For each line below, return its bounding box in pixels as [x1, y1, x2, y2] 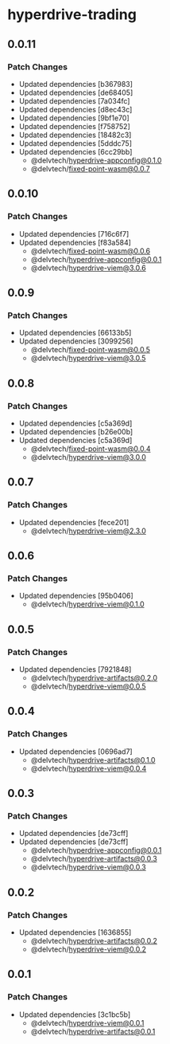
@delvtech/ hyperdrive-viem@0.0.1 [30, 1018, 145, 1027]
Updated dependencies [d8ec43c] [18, 104, 133, 114]
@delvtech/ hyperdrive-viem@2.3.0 [30, 526, 146, 536]
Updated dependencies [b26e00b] [18, 426, 133, 436]
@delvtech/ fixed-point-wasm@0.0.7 [30, 163, 150, 173]
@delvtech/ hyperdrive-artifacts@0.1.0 [30, 755, 156, 764]
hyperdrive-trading [7, 6, 137, 24]
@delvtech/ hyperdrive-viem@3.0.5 [30, 353, 146, 363]
